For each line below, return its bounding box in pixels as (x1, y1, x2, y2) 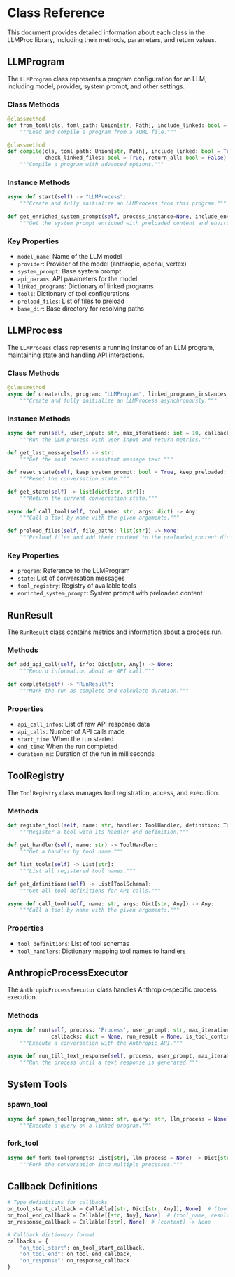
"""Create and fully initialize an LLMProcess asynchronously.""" (20, 397, 218, 404)
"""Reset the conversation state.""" (20, 475, 130, 482)
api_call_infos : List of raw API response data (17, 720, 150, 728)
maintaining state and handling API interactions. (7, 351, 145, 359)
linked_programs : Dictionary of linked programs (17, 282, 154, 290)
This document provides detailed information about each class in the (7, 28, 205, 36)
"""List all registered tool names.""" (20, 867, 136, 874)
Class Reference (7, 5, 105, 21)
